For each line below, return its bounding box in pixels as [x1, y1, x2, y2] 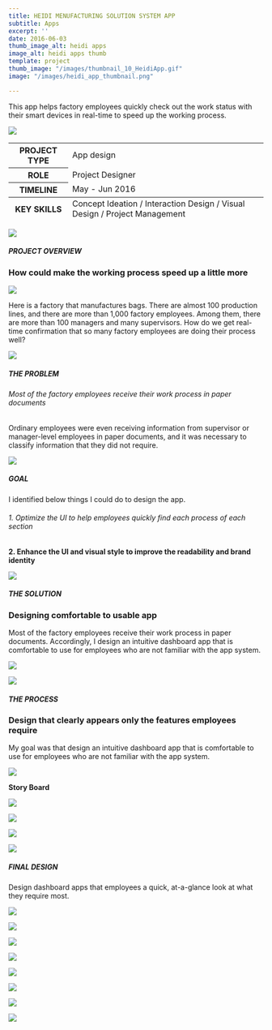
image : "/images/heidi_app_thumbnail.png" [8, 72, 154, 80]
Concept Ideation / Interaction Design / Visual [72, 198, 245, 209]
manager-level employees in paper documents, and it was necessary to [8, 431, 247, 441]
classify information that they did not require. [8, 440, 159, 450]
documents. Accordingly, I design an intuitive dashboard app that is [8, 637, 233, 646]
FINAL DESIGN [8, 862, 58, 872]
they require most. [8, 891, 70, 901]
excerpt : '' [8, 27, 49, 35]
